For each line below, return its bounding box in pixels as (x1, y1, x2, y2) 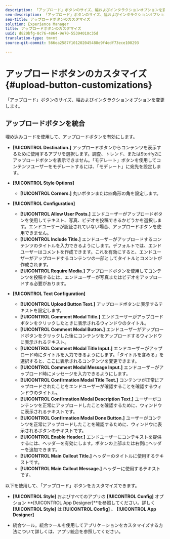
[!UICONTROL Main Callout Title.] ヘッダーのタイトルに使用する (20, 452, 155, 459)
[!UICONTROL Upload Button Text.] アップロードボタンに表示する (20, 301, 159, 307)
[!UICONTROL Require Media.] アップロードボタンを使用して (20, 268, 148, 274)
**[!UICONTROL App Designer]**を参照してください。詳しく (27, 500, 155, 506)
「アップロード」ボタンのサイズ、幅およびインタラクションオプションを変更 (5, 97, 165, 103)
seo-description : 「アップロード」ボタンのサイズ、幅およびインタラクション (5, 12, 149, 17)
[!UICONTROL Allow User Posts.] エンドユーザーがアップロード (20, 211, 154, 217)
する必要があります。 (24, 280, 69, 286)
